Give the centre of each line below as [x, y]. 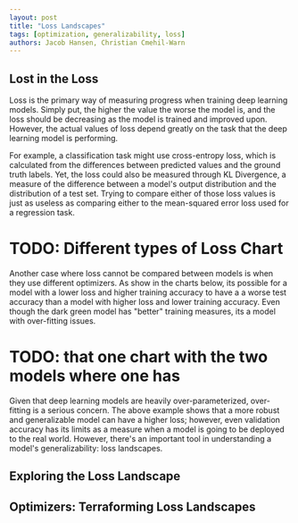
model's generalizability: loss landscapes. [86, 448]
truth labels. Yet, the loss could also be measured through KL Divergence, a [148, 174]
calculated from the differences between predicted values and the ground [145, 165]
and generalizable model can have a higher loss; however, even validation [145, 419]
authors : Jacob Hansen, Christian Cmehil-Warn [97, 42]
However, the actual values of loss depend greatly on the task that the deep [149, 129]
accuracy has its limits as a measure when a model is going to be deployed [147, 429]
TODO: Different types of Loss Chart [146, 249]
